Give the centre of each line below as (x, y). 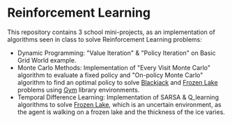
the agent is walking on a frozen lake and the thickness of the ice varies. (121, 112)
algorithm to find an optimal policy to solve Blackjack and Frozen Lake (117, 82)
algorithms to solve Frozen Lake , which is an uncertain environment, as (119, 104)
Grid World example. (47, 60)
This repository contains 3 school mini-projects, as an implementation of (111, 32)
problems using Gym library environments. (78, 90)
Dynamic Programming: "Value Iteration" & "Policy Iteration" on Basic (116, 53)
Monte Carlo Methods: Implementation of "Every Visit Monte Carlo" (114, 67)
